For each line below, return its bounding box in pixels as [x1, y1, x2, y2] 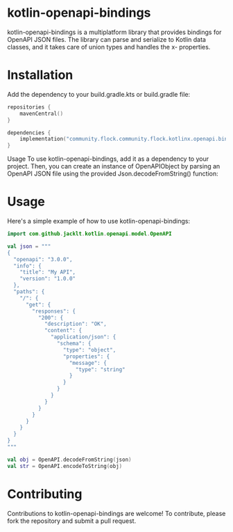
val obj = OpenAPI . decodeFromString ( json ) [7, 456, 132, 463]
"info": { [13, 263, 42, 269]
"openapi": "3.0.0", [13, 256, 73, 263]
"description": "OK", [44, 320, 107, 328]
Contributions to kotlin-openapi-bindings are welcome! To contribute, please [7, 509, 226, 517]
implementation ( [19, 136, 67, 143]
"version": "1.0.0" [19, 275, 76, 283]
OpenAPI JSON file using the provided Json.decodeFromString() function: [7, 169, 218, 178]
